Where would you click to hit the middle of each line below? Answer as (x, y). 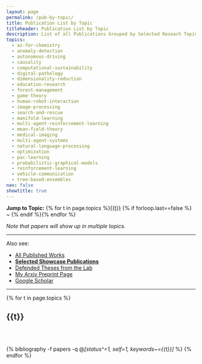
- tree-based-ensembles (41, 180)
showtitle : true (26, 191)
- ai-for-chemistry (36, 46)
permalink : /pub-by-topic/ (40, 17)
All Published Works (40, 255)
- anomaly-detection (37, 51)
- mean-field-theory (37, 129)
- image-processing (36, 107)
